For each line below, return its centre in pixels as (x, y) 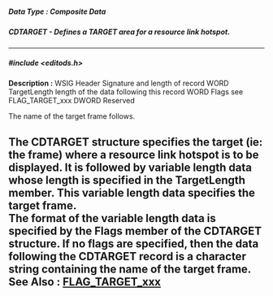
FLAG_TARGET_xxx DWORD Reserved (72, 101)
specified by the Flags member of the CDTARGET (135, 231)
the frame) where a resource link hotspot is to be (134, 155)
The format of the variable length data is (113, 218)
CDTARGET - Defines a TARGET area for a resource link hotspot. (119, 32)
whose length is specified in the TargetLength (127, 180)
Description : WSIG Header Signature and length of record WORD (119, 83)
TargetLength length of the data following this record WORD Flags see (126, 92)
